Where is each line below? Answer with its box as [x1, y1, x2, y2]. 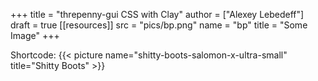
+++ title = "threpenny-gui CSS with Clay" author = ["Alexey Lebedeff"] [10, 9, 305, 20]
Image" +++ [10, 30, 60, 41]
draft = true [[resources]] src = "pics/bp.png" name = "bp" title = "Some [10, 19, 308, 31]
